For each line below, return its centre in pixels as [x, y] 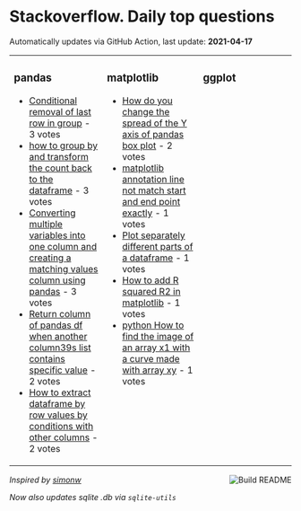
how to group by [64, 145]
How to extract [60, 392]
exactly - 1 [146, 213]
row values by [58, 415]
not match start [154, 190]
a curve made [151, 358]
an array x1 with [156, 348]
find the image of [158, 336]
